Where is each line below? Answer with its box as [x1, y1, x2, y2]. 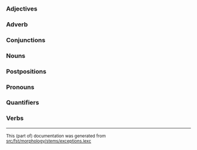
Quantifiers [6, 99, 39, 107]
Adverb [6, 20, 28, 28]
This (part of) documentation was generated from [6, 133, 106, 139]
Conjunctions [6, 36, 46, 44]
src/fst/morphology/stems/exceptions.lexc [6, 138, 91, 144]
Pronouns [6, 83, 35, 91]
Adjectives [6, 5, 38, 13]
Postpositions [6, 67, 47, 75]
